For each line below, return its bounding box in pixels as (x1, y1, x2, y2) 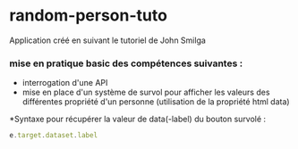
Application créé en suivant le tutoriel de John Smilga (9, 35, 206, 46)
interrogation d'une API (21, 78, 108, 88)
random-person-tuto (9, 5, 168, 26)
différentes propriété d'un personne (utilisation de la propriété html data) (21, 96, 290, 107)
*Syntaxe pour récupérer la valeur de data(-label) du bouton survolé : (9, 113, 267, 125)
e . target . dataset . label (9, 131, 98, 140)
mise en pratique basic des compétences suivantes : (9, 57, 243, 70)
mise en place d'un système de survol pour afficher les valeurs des (21, 87, 270, 98)
